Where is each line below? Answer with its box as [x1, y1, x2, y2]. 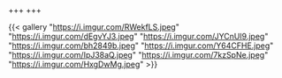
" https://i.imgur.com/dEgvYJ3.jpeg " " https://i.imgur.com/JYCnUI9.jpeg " [8, 32, 269, 41]
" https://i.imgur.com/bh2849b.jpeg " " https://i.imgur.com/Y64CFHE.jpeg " [8, 40, 274, 51]
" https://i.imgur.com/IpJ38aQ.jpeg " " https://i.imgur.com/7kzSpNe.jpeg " [8, 50, 269, 60]
